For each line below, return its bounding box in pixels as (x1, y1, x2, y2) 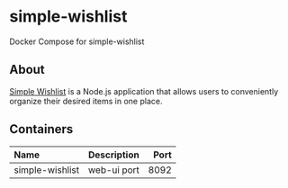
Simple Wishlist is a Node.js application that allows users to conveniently (9, 85, 279, 96)
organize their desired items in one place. (9, 95, 163, 106)
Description (88, 148, 139, 161)
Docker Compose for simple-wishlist (9, 36, 145, 47)
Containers (9, 121, 74, 137)
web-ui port (88, 164, 139, 176)
